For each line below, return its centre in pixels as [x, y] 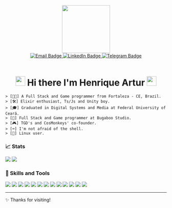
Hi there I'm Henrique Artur [86, 83]
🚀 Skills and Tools [28, 173]
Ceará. [12, 113]
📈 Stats [15, 146]
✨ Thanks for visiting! [28, 200]
